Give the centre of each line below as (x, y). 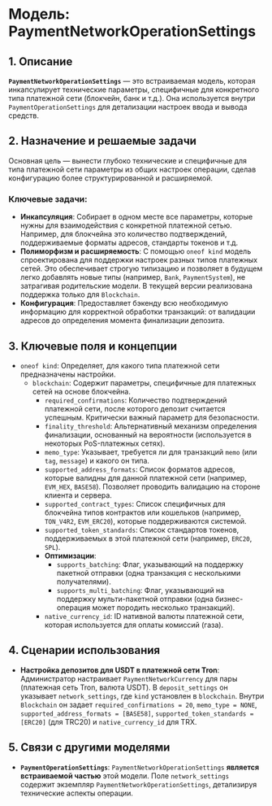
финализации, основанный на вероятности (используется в (148, 434)
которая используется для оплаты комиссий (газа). (134, 625)
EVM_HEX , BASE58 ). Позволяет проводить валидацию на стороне (152, 486)
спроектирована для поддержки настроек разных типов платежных (139, 260)
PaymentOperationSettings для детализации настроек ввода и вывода (128, 107)
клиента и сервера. (78, 495)
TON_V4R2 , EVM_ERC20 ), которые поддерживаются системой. (145, 521)
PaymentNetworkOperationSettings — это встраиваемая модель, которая (132, 81)
